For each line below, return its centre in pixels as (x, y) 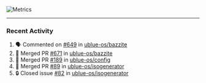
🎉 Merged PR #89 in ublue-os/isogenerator (70, 67)
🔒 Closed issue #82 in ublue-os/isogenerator (72, 73)
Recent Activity (30, 31)
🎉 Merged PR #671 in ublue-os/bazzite (64, 53)
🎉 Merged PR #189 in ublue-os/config (63, 60)
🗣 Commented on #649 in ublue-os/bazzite (71, 45)
